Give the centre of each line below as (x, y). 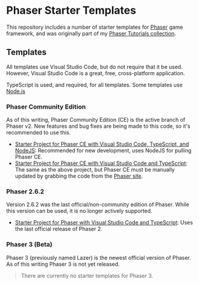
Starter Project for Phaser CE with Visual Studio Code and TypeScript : (101, 163)
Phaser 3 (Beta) (29, 245)
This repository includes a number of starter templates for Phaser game (95, 27)
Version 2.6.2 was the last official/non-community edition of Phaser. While (98, 205)
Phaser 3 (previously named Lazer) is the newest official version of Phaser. (99, 257)
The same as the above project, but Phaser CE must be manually (95, 170)
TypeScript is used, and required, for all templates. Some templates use (94, 85)
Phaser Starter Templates (71, 10)
